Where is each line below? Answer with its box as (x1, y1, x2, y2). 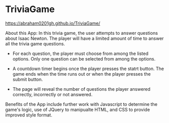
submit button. (12, 76, 43, 82)
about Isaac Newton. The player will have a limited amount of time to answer (5, 35, 164, 41)
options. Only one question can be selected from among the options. (12, 55, 155, 61)
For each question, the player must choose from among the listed (12, 50, 149, 56)
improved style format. (5, 112, 52, 118)
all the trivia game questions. (5, 40, 66, 46)
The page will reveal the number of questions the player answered (12, 86, 150, 92)
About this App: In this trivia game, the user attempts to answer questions (5, 30, 158, 36)
